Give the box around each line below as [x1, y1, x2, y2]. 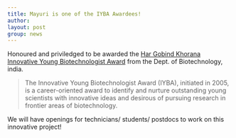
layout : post [7, 23, 46, 31]
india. [7, 65, 23, 73]
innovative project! [7, 122, 62, 132]
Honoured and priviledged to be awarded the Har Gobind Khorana [7, 50, 201, 58]
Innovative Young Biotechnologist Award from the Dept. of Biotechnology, [7, 58, 223, 66]
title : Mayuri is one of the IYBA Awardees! [7, 10, 141, 18]
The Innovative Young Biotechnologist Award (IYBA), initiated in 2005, [24, 79, 230, 87]
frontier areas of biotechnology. [24, 101, 118, 110]
